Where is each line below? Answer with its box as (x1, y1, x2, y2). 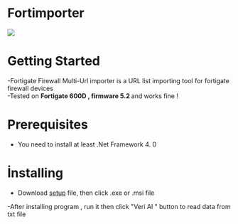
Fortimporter (7, 5, 85, 21)
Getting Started (7, 53, 101, 69)
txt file (7, 210, 26, 218)
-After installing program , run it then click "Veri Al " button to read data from (7, 202, 231, 210)
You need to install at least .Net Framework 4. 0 (17, 140, 157, 149)
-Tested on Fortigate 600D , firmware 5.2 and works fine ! (7, 91, 179, 100)
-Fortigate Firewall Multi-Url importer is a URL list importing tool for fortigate (7, 76, 229, 85)
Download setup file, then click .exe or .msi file (17, 188, 155, 197)
